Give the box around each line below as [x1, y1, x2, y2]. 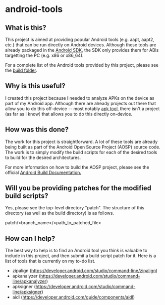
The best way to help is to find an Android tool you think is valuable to [5, 248, 148, 254]
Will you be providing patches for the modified [5, 184, 152, 192]
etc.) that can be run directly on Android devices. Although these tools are [5, 42, 157, 48]
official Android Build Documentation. [5, 169, 82, 175]
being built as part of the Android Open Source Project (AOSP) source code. [5, 144, 161, 150]
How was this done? [5, 126, 69, 134]
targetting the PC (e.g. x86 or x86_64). [5, 52, 84, 58]
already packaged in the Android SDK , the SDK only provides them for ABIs [5, 47, 159, 53]
